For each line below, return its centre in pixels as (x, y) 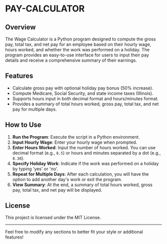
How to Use (23, 125)
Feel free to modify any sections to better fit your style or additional (74, 232)
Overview (21, 27)
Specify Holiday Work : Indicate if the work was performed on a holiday (85, 163)
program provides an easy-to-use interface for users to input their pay (77, 55)
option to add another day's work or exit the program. (67, 179)
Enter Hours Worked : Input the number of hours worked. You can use (84, 147)
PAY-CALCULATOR (45, 9)
